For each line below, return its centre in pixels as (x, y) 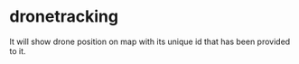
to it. (18, 50)
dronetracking (64, 17)
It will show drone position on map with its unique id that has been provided (150, 41)
